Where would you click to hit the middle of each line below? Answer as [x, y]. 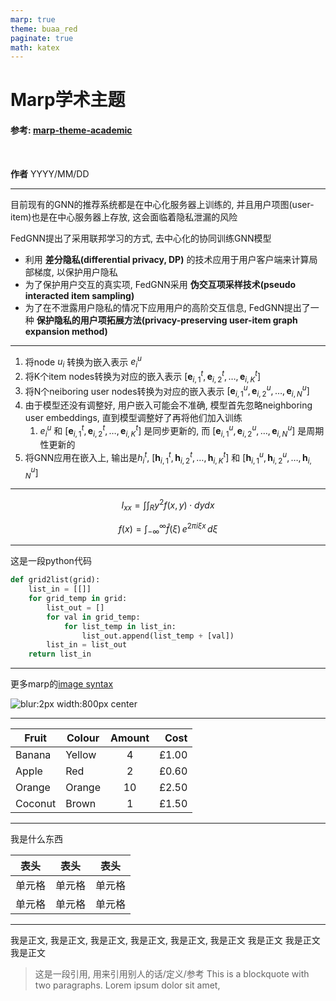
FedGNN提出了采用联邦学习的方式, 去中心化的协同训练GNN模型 [141, 238]
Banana [33, 755]
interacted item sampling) [79, 295]
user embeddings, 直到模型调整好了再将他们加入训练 [133, 417]
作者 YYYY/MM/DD [50, 173]
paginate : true [42, 38]
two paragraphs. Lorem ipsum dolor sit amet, [127, 985]
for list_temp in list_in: [120, 626]
